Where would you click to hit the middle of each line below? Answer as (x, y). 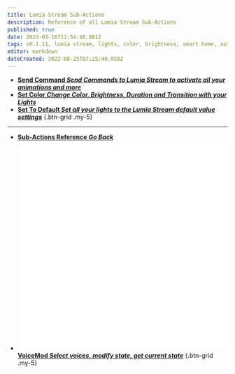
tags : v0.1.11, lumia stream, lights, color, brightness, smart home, (112, 44)
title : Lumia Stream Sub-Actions (56, 15)
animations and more (49, 87)
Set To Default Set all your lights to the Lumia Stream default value (116, 109)
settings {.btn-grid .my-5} (55, 117)
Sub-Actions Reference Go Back (65, 137)
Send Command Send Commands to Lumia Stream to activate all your (121, 80)
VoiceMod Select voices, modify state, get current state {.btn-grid (115, 356)
